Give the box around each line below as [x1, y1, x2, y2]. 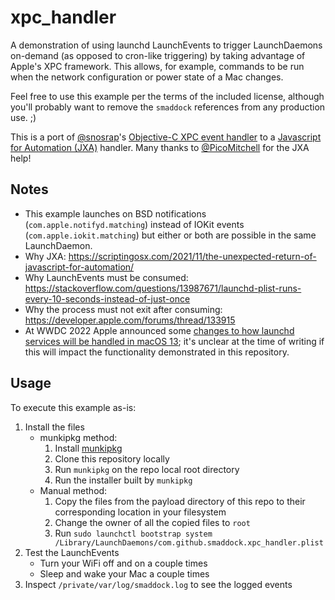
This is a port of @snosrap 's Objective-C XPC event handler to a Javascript [10, 131, 322, 143]
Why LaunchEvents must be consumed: [24, 271, 189, 283]
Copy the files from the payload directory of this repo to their [54, 495, 306, 507]
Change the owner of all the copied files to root [54, 516, 251, 528]
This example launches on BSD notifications [24, 207, 207, 220]
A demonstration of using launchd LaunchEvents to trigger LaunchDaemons [10, 39, 323, 51]
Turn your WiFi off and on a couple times [39, 557, 208, 569]
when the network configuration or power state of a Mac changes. [10, 71, 284, 83]
